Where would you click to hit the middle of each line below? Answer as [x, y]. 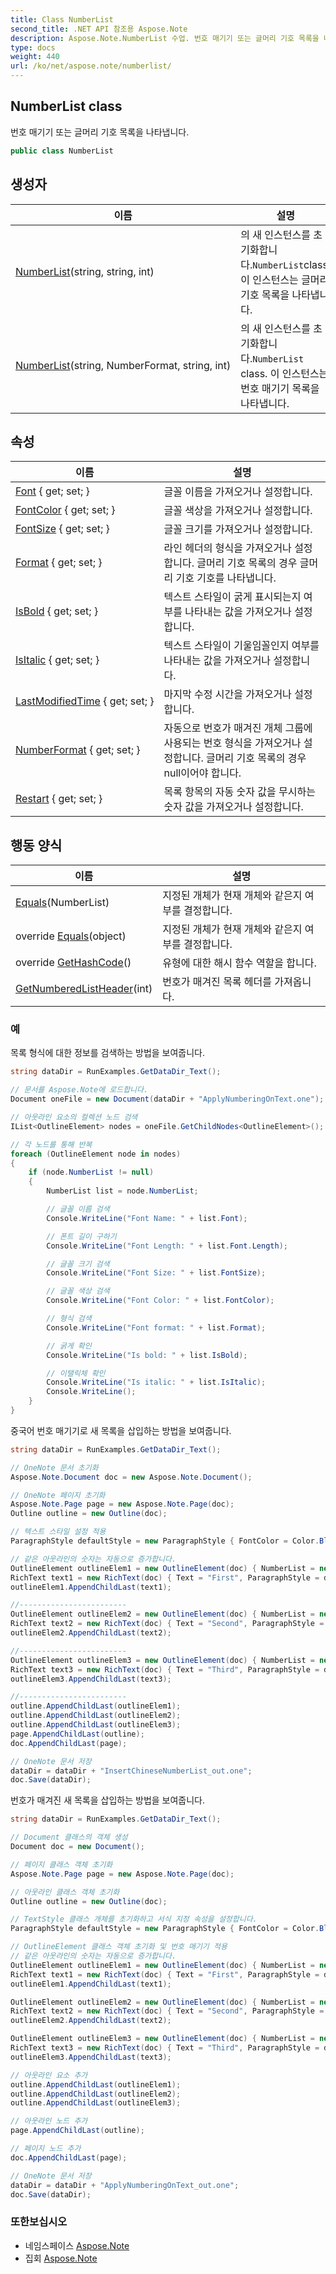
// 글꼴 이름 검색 [78, 1209]
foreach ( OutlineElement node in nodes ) [96, 1154]
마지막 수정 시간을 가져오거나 [227, 694]
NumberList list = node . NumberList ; [122, 1191]
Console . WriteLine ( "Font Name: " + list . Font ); [147, 1218]
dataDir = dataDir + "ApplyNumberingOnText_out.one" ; [125, 2185]
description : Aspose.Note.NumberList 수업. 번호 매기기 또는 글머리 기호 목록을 [165, 38]
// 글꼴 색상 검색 [78, 1291]
